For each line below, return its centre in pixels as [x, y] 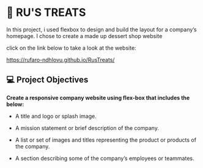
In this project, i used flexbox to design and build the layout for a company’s [102, 29]
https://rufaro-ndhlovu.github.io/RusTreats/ [61, 59]
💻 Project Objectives [47, 80]
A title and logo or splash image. [56, 116]
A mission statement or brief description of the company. [87, 128]
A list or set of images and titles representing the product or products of [106, 140]
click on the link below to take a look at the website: [71, 48]
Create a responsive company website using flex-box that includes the [98, 97]
